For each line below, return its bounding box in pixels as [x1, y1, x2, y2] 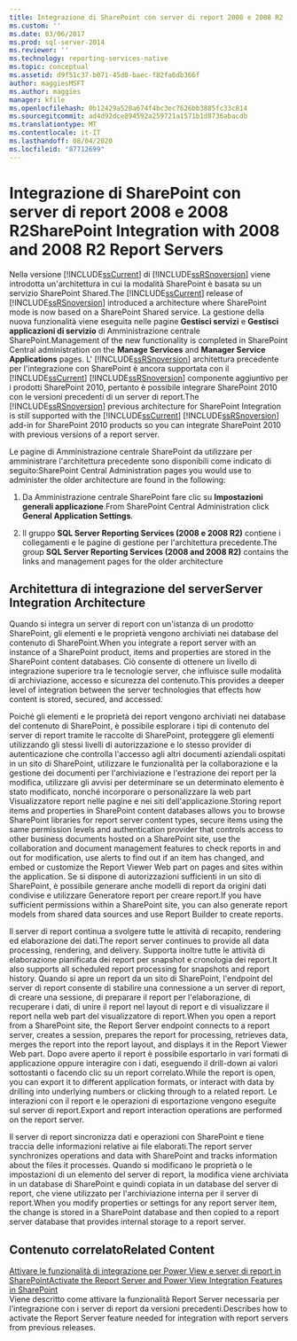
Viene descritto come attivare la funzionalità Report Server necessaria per [9, 1294, 279, 1305]
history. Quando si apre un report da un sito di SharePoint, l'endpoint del [9, 973, 273, 984]
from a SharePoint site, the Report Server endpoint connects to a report [9, 1020, 270, 1031]
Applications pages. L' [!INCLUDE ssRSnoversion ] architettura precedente [9, 354, 279, 364]
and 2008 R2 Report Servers [9, 239, 224, 260]
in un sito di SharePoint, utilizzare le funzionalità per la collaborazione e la [9, 759, 278, 769]
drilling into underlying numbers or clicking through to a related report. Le [9, 1087, 277, 1097]
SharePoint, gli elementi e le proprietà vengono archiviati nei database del [9, 628, 279, 639]
